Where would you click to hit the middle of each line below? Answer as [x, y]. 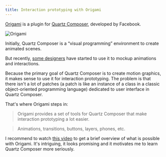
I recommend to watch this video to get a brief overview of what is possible [83, 138]
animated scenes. [23, 48]
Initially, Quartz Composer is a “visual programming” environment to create [82, 43]
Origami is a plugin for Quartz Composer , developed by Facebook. [73, 24]
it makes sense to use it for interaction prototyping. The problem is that [78, 78]
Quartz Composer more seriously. [40, 149]
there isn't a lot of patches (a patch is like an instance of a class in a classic [83, 84]
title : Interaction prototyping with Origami [53, 10]
